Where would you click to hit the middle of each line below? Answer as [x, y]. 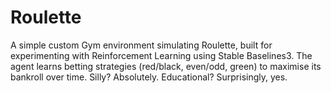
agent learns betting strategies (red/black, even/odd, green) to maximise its [166, 66]
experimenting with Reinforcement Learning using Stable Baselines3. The [161, 55]
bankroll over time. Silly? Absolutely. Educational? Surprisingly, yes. [149, 77]
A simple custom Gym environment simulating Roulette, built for [141, 45]
